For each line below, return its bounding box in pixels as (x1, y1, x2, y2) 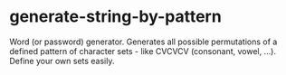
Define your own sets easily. (9, 55, 115, 66)
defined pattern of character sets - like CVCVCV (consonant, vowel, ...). (9, 45, 276, 56)
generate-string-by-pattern (9, 6, 222, 27)
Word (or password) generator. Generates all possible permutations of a (9, 36, 278, 47)
